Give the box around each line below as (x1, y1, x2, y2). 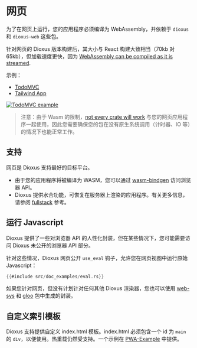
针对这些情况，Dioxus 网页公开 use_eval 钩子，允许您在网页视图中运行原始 (6, 254, 188, 261)
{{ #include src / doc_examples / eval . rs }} (6, 274, 104, 279)
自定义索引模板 (6, 311, 61, 321)
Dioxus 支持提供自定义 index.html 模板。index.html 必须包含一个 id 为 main (6, 328, 186, 335)
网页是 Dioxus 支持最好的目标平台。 (6, 164, 93, 171)
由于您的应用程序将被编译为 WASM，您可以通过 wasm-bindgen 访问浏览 (14, 176, 192, 183)
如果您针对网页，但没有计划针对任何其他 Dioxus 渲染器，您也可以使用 (6, 285, 176, 292)
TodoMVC (14, 83, 40, 90)
